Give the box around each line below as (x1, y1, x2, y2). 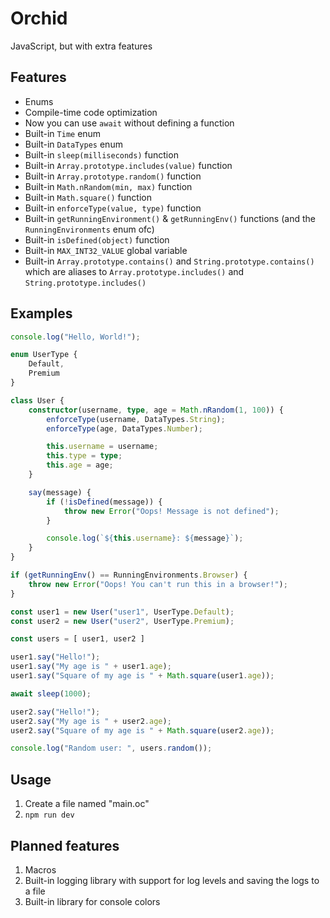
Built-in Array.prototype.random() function (24, 170, 202, 182)
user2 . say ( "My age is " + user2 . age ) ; (10, 716, 172, 726)
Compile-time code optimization (24, 106, 158, 118)
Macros (24, 863, 57, 876)
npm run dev (24, 810, 75, 821)
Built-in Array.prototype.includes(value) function (24, 159, 233, 171)
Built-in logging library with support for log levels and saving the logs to (24, 874, 320, 886)
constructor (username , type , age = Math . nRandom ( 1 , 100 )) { (28, 405, 284, 415)
